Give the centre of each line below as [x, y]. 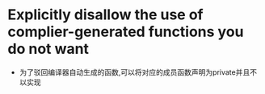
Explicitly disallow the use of [105, 15]
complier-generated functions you [126, 32]
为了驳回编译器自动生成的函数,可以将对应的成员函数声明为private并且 [135, 72]
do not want [48, 49]
